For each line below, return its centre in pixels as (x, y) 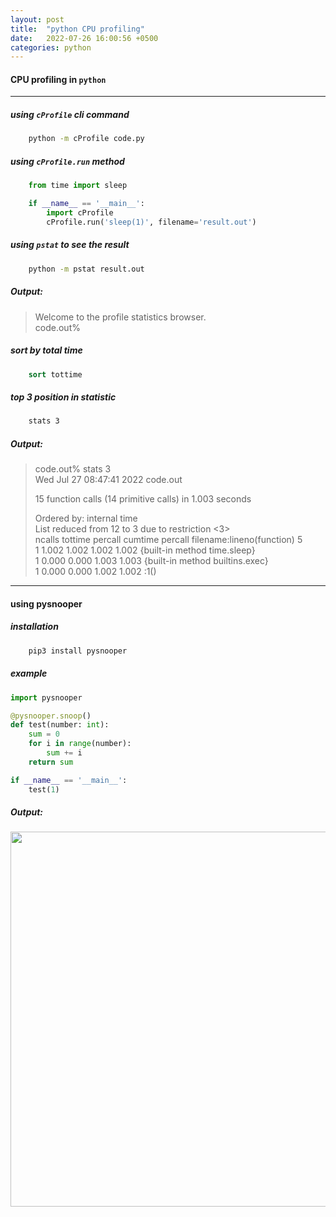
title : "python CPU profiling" (77, 29)
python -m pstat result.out (86, 269)
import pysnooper (46, 697)
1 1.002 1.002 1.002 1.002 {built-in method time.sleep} (145, 550)
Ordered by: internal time (86, 518)
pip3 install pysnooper (78, 651)
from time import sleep (78, 186)
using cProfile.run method (67, 161)
